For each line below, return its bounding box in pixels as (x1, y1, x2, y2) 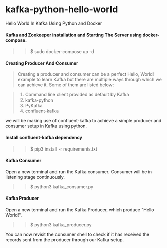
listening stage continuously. (5, 174, 65, 180)
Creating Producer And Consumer (5, 60, 78, 66)
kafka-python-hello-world (5, 4, 118, 15)
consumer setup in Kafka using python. (5, 123, 87, 129)
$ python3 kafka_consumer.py (30, 183, 94, 190)
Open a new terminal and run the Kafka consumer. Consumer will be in (5, 168, 152, 175)
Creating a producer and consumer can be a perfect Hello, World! (17, 71, 154, 77)
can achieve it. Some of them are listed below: (17, 82, 114, 88)
